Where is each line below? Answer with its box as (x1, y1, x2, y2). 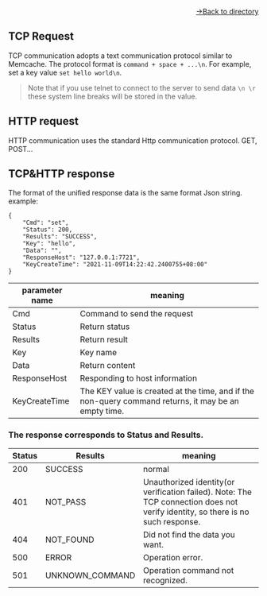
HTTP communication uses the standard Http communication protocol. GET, (8, 135, 257, 145)
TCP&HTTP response (8, 167, 115, 181)
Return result (79, 334, 129, 345)
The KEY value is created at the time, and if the (79, 385, 254, 397)
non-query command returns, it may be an (79, 396, 240, 407)
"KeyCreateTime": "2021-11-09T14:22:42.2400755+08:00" (22, 261, 208, 269)
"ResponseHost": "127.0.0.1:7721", (22, 253, 141, 261)
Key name (79, 347, 118, 358)
